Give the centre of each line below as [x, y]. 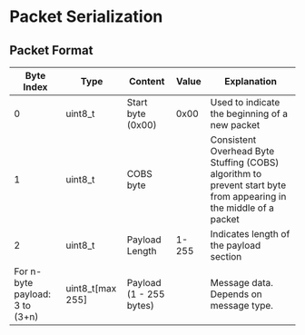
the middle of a [242, 208]
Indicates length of [250, 234]
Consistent [233, 140]
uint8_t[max [91, 288]
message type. [242, 305]
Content [147, 81]
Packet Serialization [86, 17]
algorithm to [236, 174]
